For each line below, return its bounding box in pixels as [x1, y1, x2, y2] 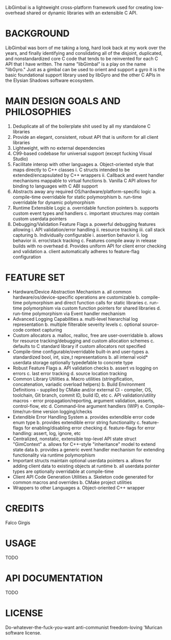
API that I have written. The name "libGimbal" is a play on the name [5, 61, 146, 67]
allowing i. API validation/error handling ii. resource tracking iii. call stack [12, 226, 165, 233]
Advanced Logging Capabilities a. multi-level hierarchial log [12, 316, 138, 322]
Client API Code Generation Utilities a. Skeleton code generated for [12, 473, 154, 480]
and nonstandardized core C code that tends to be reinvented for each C [5, 55, 158, 61]
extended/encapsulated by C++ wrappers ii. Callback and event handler [12, 172, 164, 178]
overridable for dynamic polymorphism [12, 199, 95, 205]
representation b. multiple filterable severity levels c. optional [12, 321, 141, 327]
